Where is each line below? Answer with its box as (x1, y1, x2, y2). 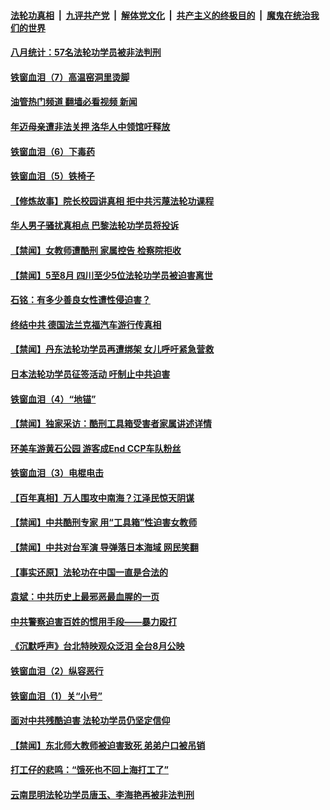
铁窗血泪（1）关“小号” (10, 690, 103, 702)
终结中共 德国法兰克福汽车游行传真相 (10, 318, 162, 330)
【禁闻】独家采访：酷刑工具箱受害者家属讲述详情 (10, 418, 212, 430)
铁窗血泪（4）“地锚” (10, 393, 97, 405)
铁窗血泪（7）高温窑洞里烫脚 (10, 71, 130, 83)
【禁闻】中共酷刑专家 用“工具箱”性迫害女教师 (10, 516, 198, 529)
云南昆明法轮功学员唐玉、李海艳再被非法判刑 (10, 789, 195, 800)
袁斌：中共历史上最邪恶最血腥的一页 (10, 591, 160, 603)
